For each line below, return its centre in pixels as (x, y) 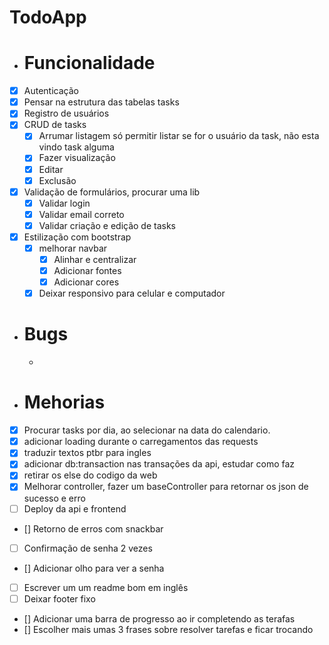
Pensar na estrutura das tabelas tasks (101, 102)
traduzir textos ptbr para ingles (87, 453)
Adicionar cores (86, 282)
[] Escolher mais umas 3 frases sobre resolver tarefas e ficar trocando (168, 629)
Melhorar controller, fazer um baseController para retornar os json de (166, 487)
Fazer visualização (77, 158)
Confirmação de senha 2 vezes (88, 548)
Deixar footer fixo (59, 598)
